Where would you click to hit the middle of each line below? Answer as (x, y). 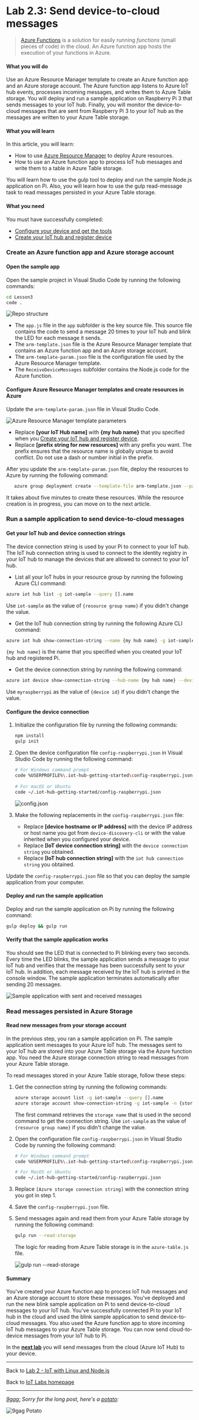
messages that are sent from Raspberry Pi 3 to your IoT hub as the (102, 111)
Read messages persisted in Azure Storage (70, 1011)
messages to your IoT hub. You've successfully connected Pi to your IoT (94, 1311)
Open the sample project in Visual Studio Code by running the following (93, 280)
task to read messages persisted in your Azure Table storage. (81, 193)
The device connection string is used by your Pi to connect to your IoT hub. (98, 546)
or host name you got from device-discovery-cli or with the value (104, 832)
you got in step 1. (36, 1195)
